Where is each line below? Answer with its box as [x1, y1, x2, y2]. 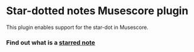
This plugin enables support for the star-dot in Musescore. [6, 24, 149, 31]
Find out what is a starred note [6, 38, 96, 47]
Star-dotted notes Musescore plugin [6, 4, 189, 18]
